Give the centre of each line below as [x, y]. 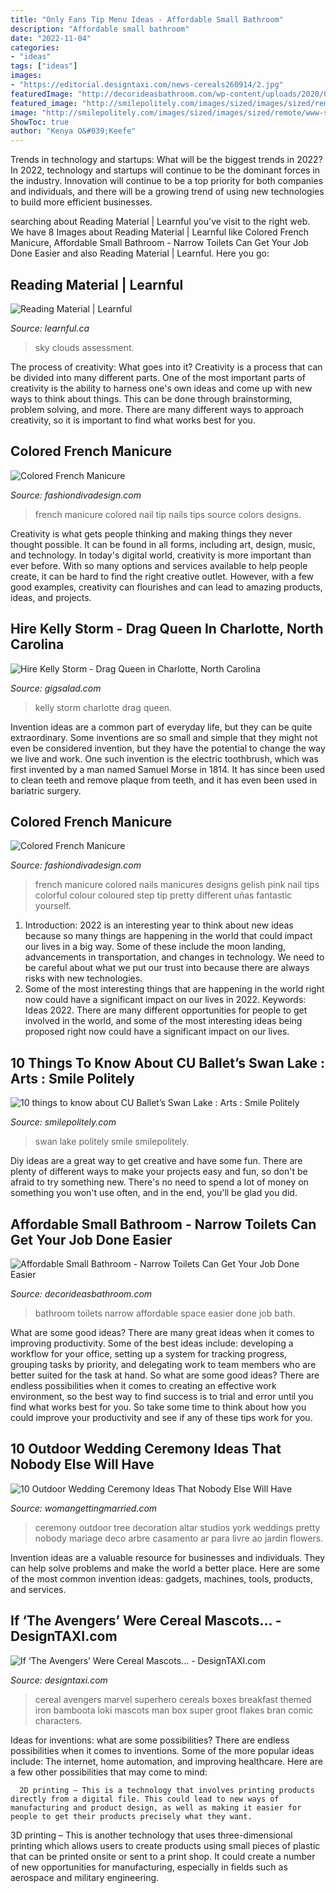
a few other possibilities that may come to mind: [109, 1772]
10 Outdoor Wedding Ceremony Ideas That [146, 1449]
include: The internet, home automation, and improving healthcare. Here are [166, 1761]
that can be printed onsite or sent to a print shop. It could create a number [163, 1856]
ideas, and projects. [51, 597]
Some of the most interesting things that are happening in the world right [174, 989]
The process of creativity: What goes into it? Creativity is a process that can [166, 367]
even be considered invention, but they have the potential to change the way [168, 748]
